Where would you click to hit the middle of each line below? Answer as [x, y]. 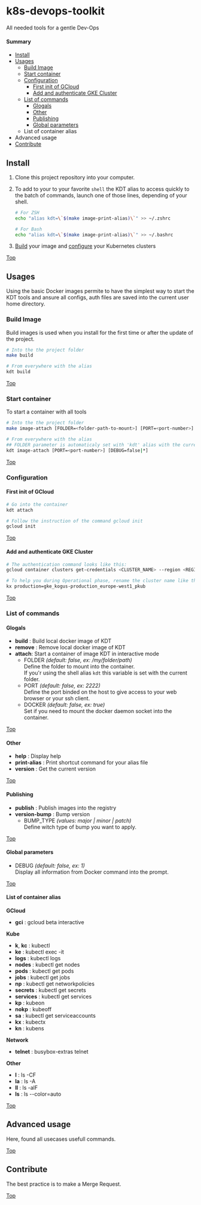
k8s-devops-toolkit [55, 11]
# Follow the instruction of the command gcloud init [75, 521]
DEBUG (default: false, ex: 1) [50, 865]
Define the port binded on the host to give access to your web [100, 692]
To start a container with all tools [46, 412]
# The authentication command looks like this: [67, 564]
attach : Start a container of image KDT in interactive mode [87, 654]
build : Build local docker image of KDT [63, 641]
